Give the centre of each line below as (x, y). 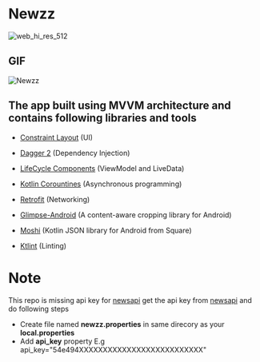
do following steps (39, 308)
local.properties (47, 332)
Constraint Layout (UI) (56, 137)
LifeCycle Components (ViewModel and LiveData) (102, 168)
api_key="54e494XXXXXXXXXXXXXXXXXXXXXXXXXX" (113, 349)
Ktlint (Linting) (43, 245)
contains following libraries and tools (103, 118)
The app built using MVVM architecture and (120, 106)
